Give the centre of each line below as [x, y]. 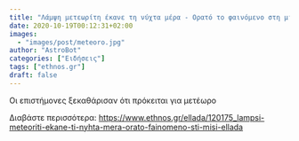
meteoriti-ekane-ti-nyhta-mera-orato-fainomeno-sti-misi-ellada [126, 127]
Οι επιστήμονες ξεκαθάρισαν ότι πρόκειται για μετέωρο [113, 100]
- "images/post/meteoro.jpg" [71, 42]
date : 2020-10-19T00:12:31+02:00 [71, 26]
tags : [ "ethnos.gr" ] [48, 67]
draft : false [33, 75]
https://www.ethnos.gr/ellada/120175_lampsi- [182, 117]
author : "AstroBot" [45, 51]
